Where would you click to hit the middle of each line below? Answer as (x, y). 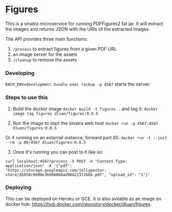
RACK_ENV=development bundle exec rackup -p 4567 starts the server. (78, 84)
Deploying (18, 187)
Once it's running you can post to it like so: (58, 152)
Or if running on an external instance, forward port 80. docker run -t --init (86, 137)
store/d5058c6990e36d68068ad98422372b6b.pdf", (56, 175)
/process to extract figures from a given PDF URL (65, 49)
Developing (20, 73)
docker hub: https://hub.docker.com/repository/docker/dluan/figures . (79, 204)
